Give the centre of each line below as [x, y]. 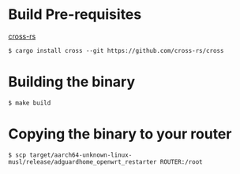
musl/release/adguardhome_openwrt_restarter [82, 162]
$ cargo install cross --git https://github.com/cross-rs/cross [116, 50]
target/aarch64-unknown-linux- [81, 155]
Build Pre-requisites [75, 15]
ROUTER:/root [181, 162]
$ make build [30, 103]
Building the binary [72, 82]
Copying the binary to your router [120, 134]
